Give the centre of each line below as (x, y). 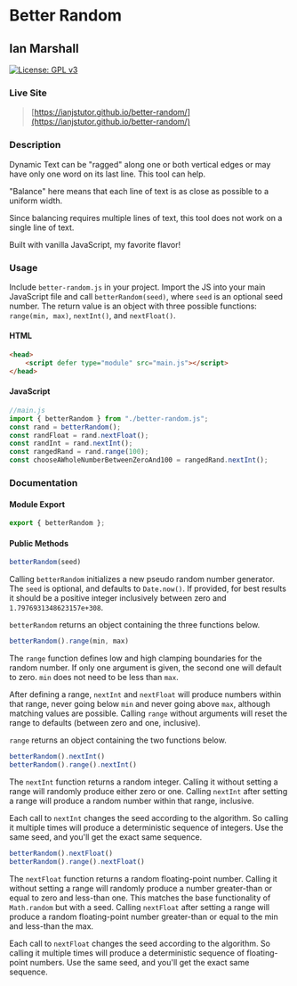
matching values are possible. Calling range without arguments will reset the (148, 713)
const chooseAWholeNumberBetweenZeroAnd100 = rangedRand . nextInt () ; (139, 460)
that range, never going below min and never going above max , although (140, 704)
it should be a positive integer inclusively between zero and (118, 598)
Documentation (44, 482)
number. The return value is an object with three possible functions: (133, 306)
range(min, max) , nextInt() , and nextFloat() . (92, 315)
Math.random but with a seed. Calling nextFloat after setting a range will (139, 907)
